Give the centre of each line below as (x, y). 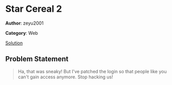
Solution (14, 43)
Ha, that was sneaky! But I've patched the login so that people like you (92, 71)
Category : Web (22, 33)
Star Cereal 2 (34, 9)
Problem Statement (37, 59)
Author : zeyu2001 (24, 23)
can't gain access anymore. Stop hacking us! (65, 77)
